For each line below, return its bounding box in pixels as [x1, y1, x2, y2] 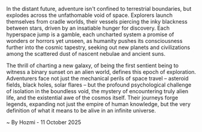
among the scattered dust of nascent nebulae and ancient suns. [6, 50, 166, 57]
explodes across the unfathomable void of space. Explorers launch [6, 12, 173, 19]
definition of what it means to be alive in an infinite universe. [6, 107, 156, 114]
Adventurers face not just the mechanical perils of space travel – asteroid [6, 75, 189, 82]
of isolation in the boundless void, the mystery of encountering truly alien [6, 88, 189, 94]
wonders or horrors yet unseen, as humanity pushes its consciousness [6, 38, 183, 44]
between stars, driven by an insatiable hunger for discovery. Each [6, 24, 170, 31]
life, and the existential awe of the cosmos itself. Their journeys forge [6, 94, 178, 101]
